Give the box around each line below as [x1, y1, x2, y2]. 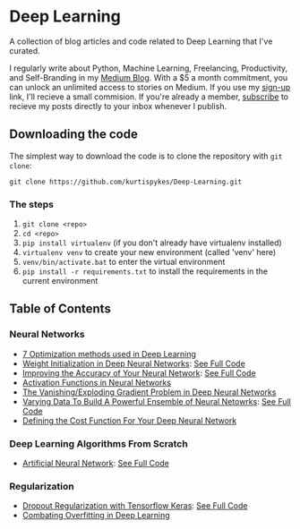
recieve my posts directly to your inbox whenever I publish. [9, 100, 227, 111]
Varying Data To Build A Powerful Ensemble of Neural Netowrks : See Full [21, 396, 291, 406]
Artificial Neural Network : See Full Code [21, 458, 170, 469]
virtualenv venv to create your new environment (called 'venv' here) [21, 247, 277, 258]
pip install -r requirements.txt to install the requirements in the [21, 266, 269, 277]
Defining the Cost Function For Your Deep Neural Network [21, 414, 237, 426]
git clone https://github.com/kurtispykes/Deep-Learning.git [9, 177, 243, 186]
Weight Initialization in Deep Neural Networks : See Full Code [21, 358, 246, 369]
